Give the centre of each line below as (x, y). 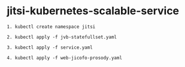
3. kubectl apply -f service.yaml (50, 47)
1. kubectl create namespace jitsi (51, 27)
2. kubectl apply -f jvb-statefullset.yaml (62, 37)
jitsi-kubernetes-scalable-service (93, 11)
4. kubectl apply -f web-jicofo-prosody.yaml (64, 58)
